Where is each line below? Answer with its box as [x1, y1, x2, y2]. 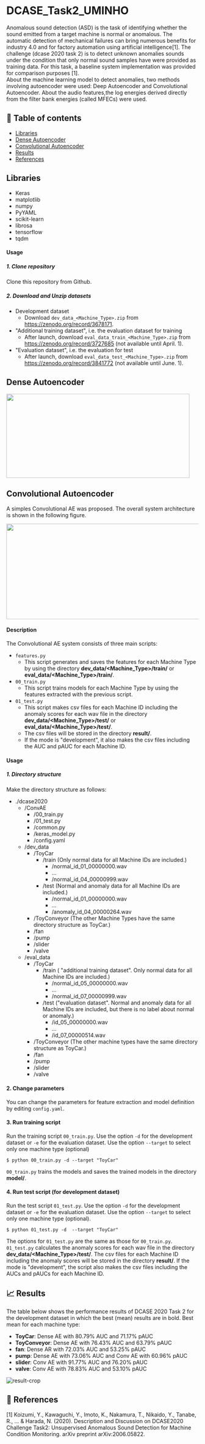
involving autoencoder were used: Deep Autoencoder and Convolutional [6, 82, 188, 89]
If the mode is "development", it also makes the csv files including [24, 736, 190, 743]
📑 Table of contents [6, 113, 82, 123]
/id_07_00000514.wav [51, 1031, 106, 1039]
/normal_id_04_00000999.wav [51, 875, 128, 883]
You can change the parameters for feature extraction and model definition [6, 1098, 195, 1105]
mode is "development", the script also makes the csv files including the [6, 1264, 188, 1271]
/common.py [33, 823, 66, 831]
